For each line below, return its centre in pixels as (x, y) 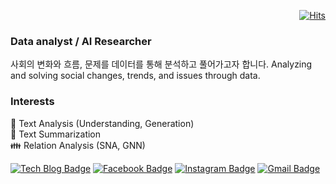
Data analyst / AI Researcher (81, 41)
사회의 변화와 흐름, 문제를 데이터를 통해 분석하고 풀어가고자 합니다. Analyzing (161, 64)
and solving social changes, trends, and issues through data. (135, 76)
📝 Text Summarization (56, 134)
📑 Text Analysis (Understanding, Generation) (102, 123)
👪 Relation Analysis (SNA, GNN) (78, 145)
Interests (32, 102)
